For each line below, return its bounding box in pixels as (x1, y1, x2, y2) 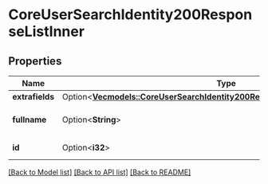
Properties (8, 54, 62, 68)
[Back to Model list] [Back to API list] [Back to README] (8, 167, 191, 177)
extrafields (12, 92, 54, 102)
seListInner (8, 22, 85, 41)
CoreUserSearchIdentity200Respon (8, 6, 253, 24)
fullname (12, 114, 47, 125)
